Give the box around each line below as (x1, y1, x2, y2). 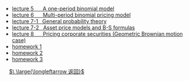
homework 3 (11, 56, 43, 63)
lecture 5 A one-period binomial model (11, 5, 114, 12)
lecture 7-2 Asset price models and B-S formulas (11, 24, 135, 31)
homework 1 (11, 43, 42, 50)
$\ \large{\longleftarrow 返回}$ (8, 68, 85, 75)
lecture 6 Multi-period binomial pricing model (11, 11, 131, 18)
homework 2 (11, 49, 43, 56)
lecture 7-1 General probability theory (11, 18, 107, 24)
